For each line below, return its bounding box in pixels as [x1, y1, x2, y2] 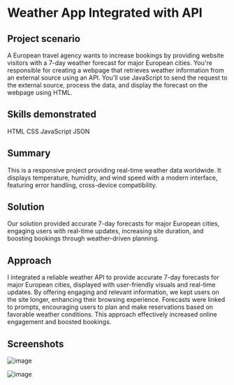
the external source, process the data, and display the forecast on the [7, 81, 208, 89]
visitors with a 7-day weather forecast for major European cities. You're [7, 59, 213, 67]
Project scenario [7, 33, 80, 45]
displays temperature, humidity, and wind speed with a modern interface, [7, 173, 218, 182]
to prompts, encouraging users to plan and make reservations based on [7, 303, 214, 312]
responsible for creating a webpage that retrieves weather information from [7, 66, 225, 74]
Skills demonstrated [7, 108, 96, 120]
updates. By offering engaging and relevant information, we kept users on [7, 288, 220, 296]
